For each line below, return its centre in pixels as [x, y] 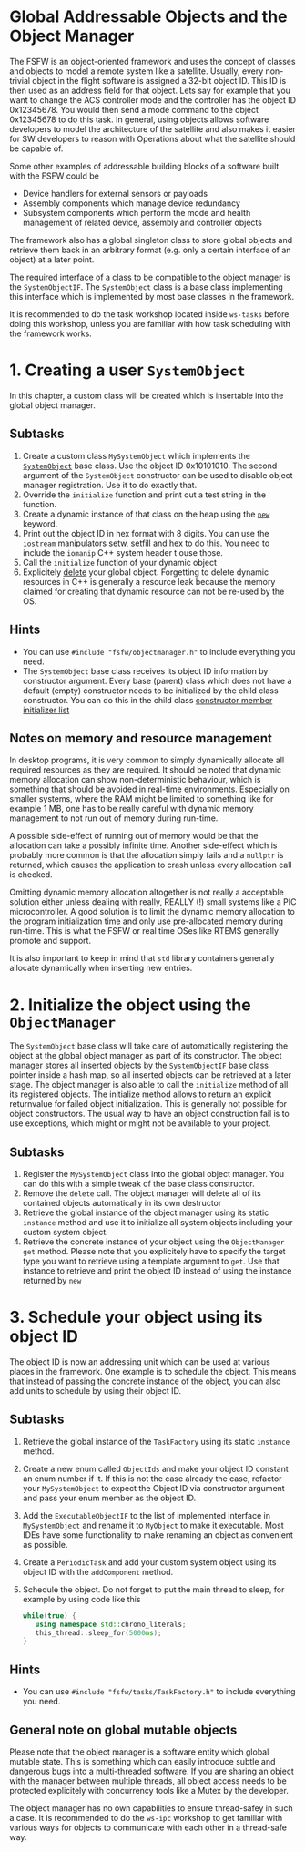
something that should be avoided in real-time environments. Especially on [149, 789]
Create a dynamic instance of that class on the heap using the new [146, 514]
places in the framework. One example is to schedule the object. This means [153, 1371]
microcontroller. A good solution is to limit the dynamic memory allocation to [152, 912]
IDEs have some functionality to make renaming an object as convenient [158, 1535]
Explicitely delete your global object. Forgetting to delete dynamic [146, 572]
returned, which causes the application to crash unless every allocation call [151, 865]
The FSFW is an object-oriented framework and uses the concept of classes [152, 61]
